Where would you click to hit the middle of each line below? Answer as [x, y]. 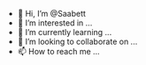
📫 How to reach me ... [58, 51]
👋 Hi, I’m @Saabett [52, 14]
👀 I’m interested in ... [55, 23]
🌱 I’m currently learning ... [65, 32]
